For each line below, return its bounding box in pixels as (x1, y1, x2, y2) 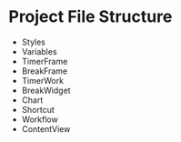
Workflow (21, 114, 58, 125)
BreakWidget (21, 85, 71, 96)
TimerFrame (21, 56, 68, 66)
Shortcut (21, 104, 55, 115)
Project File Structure (8, 6, 173, 27)
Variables (21, 46, 57, 56)
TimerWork (21, 75, 65, 86)
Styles (21, 36, 46, 47)
